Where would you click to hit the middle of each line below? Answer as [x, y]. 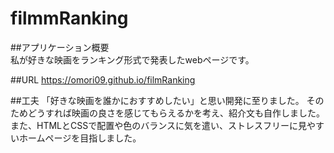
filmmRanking [69, 18]
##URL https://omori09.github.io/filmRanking [103, 79]
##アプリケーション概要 [60, 47]
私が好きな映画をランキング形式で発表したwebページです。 [132, 59]
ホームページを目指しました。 [80, 138]
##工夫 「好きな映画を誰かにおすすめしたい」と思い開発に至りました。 [157, 100]
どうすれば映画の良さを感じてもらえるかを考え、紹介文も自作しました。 [176, 113]
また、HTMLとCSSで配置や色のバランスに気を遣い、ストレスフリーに [154, 125]
